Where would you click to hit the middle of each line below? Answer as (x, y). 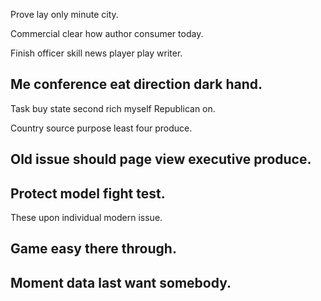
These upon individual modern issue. (86, 218)
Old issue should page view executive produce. (161, 159)
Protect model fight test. (88, 193)
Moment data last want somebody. (121, 282)
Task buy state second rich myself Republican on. (113, 108)
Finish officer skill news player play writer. (96, 53)
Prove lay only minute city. (64, 14)
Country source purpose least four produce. (101, 128)
